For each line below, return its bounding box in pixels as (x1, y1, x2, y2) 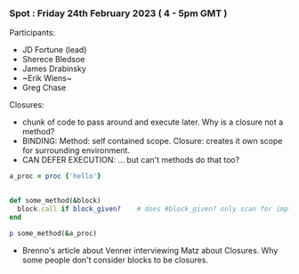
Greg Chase (21, 83, 67, 93)
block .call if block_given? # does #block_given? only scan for (17, 204, 273, 214)
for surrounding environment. (21, 145, 131, 156)
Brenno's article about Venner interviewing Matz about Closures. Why (21, 245, 279, 255)
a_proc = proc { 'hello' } (9, 172, 101, 181)
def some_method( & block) (9, 197, 101, 205)
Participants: (9, 28, 56, 38)
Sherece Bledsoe (21, 54, 85, 65)
